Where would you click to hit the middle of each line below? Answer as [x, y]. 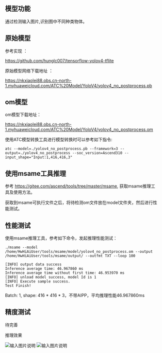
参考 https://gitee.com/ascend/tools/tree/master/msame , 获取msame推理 [78, 186]
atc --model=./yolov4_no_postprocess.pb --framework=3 [62, 149]
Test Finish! [18, 286]
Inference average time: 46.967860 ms [44, 269]
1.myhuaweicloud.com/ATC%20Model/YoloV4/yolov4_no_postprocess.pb [79, 85]
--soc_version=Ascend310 [97, 153]
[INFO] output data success [33, 264]
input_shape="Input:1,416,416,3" [39, 157]
